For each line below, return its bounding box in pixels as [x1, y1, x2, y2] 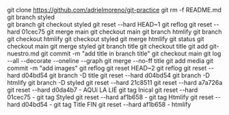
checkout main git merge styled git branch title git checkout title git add [7, 42, 208, 50]
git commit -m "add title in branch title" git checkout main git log [40, 49, 221, 57]
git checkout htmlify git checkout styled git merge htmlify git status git [7, 35, 204, 43]
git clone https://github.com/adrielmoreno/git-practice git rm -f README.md [7, 6, 222, 14]
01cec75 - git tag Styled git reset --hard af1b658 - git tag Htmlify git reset [7, 93, 214, 101]
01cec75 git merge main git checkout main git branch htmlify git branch [21, 27, 222, 36]
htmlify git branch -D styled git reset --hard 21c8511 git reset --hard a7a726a [7, 79, 223, 86]
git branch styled [7, 13, 55, 21]
